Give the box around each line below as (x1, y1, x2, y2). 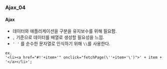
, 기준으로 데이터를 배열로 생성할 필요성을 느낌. (12, 34, 104, 40)
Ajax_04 (5, 4, 26, 11)
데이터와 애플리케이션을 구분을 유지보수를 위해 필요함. (12, 28, 117, 34)
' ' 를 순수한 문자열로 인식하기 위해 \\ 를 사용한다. (12, 40, 110, 46)
